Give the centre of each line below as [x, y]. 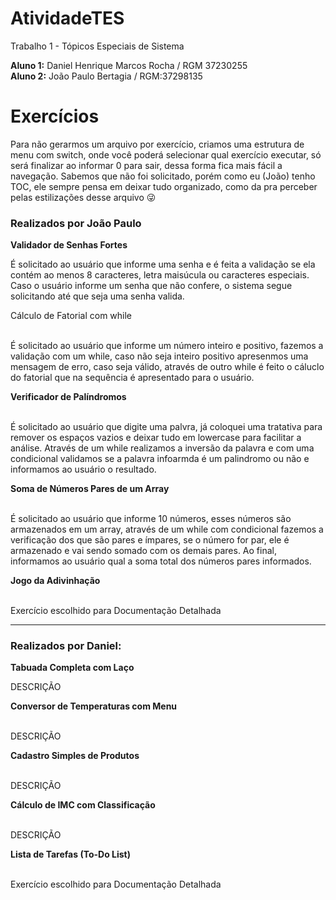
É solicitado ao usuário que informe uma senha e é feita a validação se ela [163, 264]
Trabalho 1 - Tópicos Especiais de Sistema [97, 46]
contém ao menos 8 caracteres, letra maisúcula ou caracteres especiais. [160, 275]
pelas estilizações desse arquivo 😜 [83, 197]
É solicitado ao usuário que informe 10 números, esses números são [151, 519]
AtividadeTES [67, 18]
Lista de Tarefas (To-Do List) [71, 854]
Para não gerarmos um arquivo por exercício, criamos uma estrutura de [157, 144]
